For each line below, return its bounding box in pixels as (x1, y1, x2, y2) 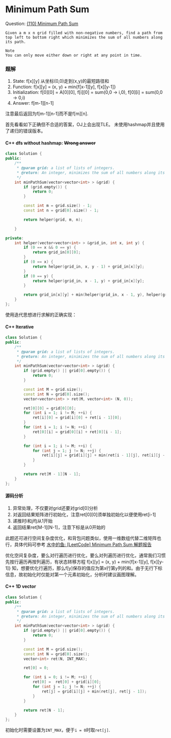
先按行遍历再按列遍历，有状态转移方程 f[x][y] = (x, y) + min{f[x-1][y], (5, 558, 149, 565)
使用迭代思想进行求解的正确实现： (5, 312, 77, 318)
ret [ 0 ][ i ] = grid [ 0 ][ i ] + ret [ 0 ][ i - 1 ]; (32, 429, 122, 435)
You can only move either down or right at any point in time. (5, 53, 142, 58)
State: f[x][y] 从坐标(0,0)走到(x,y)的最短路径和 (12, 78, 109, 84)
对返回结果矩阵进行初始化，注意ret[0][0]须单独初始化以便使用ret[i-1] (12, 511, 156, 517)
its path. (5, 39, 26, 44)
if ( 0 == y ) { (23, 273, 53, 279)
